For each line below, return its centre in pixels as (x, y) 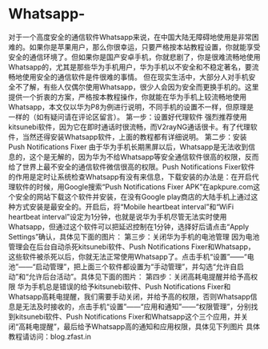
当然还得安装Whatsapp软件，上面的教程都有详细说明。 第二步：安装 (134, 137)
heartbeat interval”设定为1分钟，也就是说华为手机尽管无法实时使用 (118, 216)
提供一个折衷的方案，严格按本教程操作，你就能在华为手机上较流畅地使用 (127, 97)
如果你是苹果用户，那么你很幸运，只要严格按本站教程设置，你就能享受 (145, 47)
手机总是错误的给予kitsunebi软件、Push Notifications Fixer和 (131, 286)
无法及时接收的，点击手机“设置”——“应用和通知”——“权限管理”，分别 (136, 306)
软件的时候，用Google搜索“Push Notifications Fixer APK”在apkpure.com (134, 186)
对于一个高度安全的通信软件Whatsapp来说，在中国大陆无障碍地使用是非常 (130, 37)
